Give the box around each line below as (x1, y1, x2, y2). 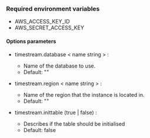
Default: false (23, 126, 56, 133)
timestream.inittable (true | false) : (14, 109, 97, 116)
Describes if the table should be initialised (23, 120, 125, 127)
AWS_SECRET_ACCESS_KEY (14, 24, 84, 31)
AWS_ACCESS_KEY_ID (14, 18, 70, 25)
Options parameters (6, 38, 56, 45)
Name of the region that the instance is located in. (23, 91, 145, 98)
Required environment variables (6, 5, 100, 13)
